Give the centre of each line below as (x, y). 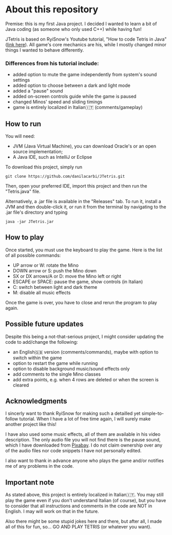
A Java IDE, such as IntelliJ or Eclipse (52, 157)
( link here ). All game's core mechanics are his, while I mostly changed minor (86, 44)
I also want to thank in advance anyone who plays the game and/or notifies (85, 460)
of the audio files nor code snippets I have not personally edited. (73, 451)
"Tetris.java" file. (23, 192)
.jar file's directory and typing (36, 212)
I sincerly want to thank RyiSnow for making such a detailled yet (73, 413)
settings (21, 80)
